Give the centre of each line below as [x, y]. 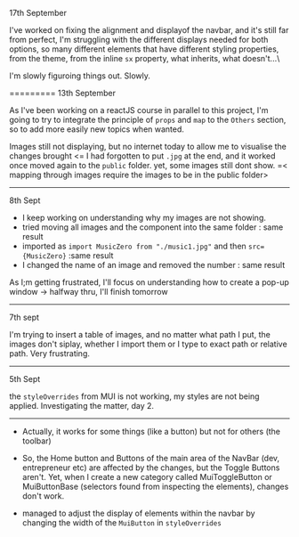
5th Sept [25, 379]
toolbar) [36, 441]
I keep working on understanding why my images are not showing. [144, 218]
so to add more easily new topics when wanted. [97, 129]
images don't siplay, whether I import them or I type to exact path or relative [148, 344]
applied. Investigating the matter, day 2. [81, 406]
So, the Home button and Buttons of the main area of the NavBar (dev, [151, 458]
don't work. [43, 496]
